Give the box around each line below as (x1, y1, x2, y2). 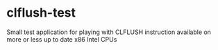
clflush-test (6, 5, 76, 21)
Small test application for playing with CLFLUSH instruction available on (6, 28, 211, 36)
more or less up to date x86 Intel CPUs (6, 35, 117, 43)
